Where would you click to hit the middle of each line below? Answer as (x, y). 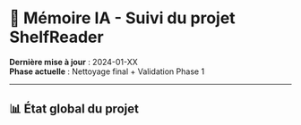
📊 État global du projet (74, 109)
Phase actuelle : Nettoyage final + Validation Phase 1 (107, 71)
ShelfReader (57, 37)
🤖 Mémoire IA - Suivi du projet (122, 18)
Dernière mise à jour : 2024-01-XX (74, 62)
